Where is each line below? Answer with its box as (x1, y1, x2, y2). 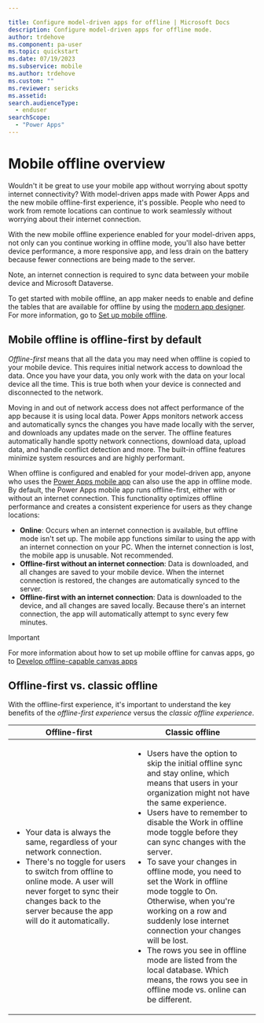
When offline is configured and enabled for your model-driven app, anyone (8, 468, 251, 477)
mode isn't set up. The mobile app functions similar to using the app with (19, 533, 256, 543)
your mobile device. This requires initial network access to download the (8, 362, 243, 372)
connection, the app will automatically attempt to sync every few (19, 609, 229, 618)
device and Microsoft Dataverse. (8, 278, 114, 287)
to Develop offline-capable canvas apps (8, 656, 137, 665)
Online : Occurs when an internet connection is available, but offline (19, 525, 238, 535)
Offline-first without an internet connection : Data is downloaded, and (19, 558, 249, 568)
